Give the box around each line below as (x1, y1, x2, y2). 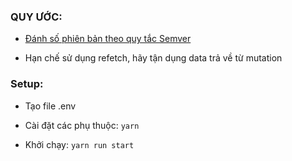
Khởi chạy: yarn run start (24, 138, 135, 150)
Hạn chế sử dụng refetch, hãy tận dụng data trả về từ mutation (24, 52, 283, 64)
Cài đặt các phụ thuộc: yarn (24, 119, 140, 131)
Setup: (10, 77, 44, 91)
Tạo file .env (24, 100, 77, 112)
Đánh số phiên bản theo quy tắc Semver (24, 33, 192, 45)
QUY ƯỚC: (10, 10, 63, 24)
